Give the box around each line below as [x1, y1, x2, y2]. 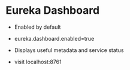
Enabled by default [14, 23, 61, 31]
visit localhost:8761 [14, 58, 62, 65]
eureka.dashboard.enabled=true [14, 35, 95, 42]
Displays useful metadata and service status [14, 46, 124, 54]
